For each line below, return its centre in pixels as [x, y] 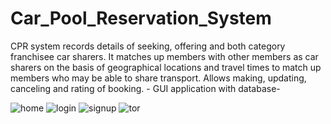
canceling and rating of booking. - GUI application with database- [145, 88]
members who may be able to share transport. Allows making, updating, [158, 78]
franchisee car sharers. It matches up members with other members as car [164, 56]
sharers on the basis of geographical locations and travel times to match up [166, 67]
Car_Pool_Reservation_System [141, 18]
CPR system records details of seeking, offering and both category [148, 46]
